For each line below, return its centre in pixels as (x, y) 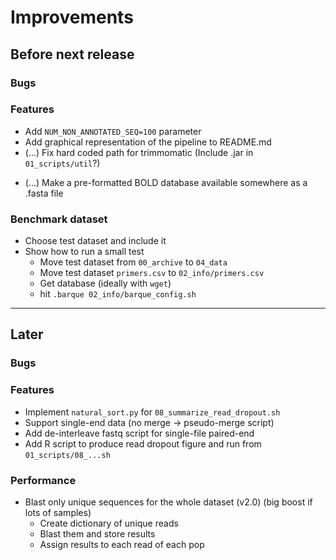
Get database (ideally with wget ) (105, 283)
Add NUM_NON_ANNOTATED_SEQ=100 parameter (113, 131)
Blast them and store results (97, 534)
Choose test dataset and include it (95, 241)
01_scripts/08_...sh (67, 455)
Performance (43, 480)
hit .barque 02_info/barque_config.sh (118, 294)
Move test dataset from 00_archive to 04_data (133, 262)
